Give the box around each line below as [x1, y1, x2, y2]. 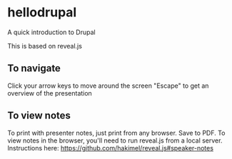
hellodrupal [7, 4, 77, 21]
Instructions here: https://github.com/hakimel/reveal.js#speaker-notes [7, 143, 214, 152]
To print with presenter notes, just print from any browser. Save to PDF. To [7, 128, 226, 137]
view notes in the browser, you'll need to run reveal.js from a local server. [7, 136, 223, 145]
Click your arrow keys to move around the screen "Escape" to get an [7, 81, 209, 90]
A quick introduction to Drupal [7, 28, 96, 36]
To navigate [7, 62, 61, 75]
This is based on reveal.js [7, 41, 82, 50]
